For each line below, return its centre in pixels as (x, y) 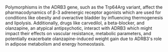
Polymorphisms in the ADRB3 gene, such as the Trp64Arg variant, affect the (84, 7)
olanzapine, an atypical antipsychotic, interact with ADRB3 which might (79, 28)
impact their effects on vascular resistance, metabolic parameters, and (78, 33)
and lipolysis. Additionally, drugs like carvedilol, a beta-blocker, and (75, 23)
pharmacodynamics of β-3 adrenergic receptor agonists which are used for (83, 12)
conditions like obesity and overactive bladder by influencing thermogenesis (84, 18)
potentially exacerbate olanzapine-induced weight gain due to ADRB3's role (83, 39)
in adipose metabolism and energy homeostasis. (55, 44)
